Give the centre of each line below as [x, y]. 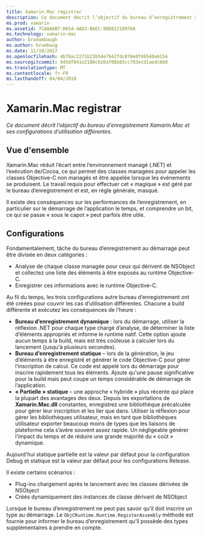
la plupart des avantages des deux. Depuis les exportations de [92, 398]
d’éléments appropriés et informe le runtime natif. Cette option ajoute [100, 334]
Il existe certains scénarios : [41, 472]
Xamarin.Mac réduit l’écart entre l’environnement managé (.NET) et [89, 165]
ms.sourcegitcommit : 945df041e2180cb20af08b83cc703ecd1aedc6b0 [87, 62]
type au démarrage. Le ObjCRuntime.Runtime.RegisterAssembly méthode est [100, 515]
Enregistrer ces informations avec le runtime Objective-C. [86, 285]
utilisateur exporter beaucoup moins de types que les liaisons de [95, 423]
